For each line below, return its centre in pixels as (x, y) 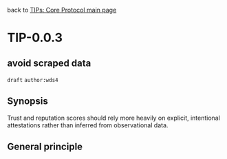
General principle (45, 147)
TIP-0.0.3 (35, 38)
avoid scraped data (49, 63)
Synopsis (28, 102)
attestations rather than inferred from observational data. (88, 125)
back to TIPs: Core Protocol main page (62, 10)
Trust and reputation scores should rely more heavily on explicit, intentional (113, 118)
